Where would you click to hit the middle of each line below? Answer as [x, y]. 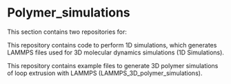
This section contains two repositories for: [67, 32]
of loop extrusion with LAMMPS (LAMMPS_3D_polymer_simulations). [105, 73]
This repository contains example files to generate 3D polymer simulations [113, 65]
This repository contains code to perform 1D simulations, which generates [112, 45]
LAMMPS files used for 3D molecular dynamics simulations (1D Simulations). [115, 52]
